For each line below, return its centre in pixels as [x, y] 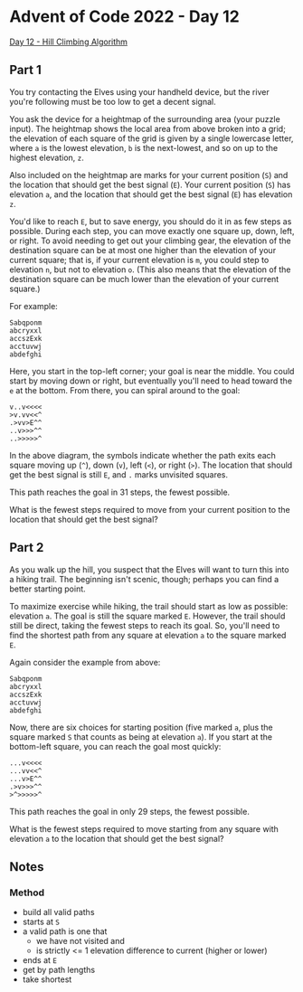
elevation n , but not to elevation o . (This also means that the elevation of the [150, 269]
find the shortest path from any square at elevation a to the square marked [148, 635]
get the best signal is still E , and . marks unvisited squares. [119, 474]
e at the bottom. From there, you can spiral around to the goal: [125, 390]
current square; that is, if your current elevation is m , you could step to [139, 260]
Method [27, 893]
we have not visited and [80, 941]
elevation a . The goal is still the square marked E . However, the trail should [147, 616]
